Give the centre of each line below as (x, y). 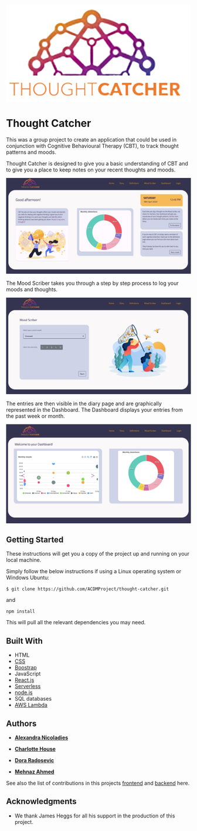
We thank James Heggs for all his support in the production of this (95, 816)
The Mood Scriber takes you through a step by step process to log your (92, 283)
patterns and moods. (31, 152)
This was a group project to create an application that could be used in (91, 140)
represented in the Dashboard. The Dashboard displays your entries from (95, 410)
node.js (24, 692)
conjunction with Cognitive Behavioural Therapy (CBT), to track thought (92, 146)
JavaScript (28, 674)
